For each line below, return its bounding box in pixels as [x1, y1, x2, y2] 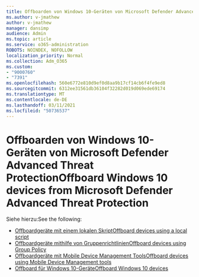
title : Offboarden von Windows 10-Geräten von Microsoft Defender [6, 8, 174, 15]
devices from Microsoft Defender [6, 183, 173, 197]
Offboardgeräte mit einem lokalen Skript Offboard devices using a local [14, 227, 188, 234]
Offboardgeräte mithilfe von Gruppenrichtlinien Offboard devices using [14, 240, 187, 247]
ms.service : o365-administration [6, 42, 89, 48]
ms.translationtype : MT [6, 91, 65, 97]
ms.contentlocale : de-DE [6, 96, 68, 102]
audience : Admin [6, 31, 46, 37]
